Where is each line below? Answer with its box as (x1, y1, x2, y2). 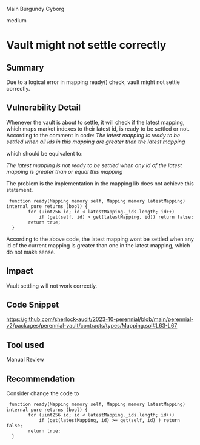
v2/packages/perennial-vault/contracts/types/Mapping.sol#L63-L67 (6, 322, 178, 329)
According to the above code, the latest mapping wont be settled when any (6, 235, 194, 243)
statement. (6, 186, 33, 193)
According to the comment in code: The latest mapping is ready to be (6, 131, 181, 139)
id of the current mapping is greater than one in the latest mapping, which (6, 241, 190, 249)
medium (6, 17, 27, 24)
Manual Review (6, 356, 44, 364)
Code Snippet (6, 300, 59, 310)
